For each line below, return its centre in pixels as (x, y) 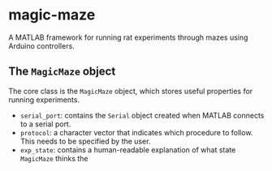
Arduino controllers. (41, 45)
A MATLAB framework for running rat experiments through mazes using (128, 37)
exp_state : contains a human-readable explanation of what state (128, 150)
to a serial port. (45, 124)
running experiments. (44, 100)
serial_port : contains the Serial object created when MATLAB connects (142, 115)
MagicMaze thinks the (54, 158)
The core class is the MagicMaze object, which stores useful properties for (131, 91)
